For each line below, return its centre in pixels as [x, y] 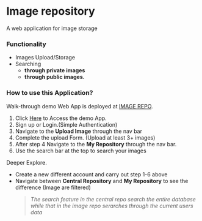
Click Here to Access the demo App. [61, 118]
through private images [55, 70]
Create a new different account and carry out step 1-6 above [91, 174]
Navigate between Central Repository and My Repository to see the [102, 181]
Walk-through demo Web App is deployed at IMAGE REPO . [80, 106]
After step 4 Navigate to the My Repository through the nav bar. [96, 144]
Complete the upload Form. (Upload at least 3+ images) [85, 137]
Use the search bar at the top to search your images [81, 151]
